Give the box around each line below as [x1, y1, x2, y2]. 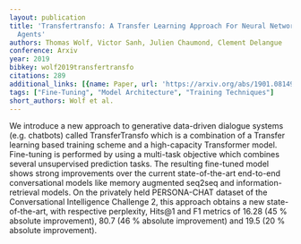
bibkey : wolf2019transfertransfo [9, 63, 134, 72]
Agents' [17, 29, 47, 38]
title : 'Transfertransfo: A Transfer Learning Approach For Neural [9, 21, 267, 30]
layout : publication [9, 13, 87, 22]
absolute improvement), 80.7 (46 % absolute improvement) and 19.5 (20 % [9, 215, 286, 226]
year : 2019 [9, 55, 50, 63]
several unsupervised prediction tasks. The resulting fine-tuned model [9, 158, 270, 170]
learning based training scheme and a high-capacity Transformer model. [9, 139, 278, 150]
